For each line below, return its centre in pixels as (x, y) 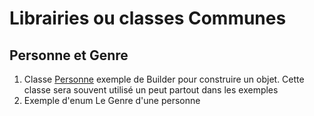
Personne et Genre (69, 55)
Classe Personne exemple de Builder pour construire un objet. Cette (164, 79)
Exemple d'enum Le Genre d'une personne (112, 100)
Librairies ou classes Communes (148, 18)
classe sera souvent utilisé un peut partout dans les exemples (151, 90)
